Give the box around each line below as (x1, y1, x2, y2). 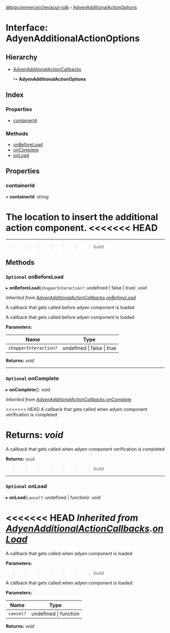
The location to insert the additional (6, 211, 158, 223)
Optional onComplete (6, 375, 60, 382)
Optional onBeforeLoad (6, 273, 64, 280)
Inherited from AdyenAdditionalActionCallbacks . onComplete (6, 396, 132, 402)
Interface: (6, 22, 48, 33)
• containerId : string (6, 193, 49, 199)
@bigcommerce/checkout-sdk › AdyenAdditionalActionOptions (6, 5, 137, 10)
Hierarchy (6, 53, 38, 61)
